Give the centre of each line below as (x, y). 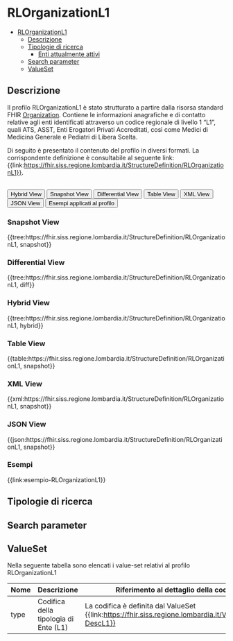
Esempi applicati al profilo (81, 203)
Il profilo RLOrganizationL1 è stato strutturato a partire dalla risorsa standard (115, 107)
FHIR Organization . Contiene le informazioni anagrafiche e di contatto (106, 114)
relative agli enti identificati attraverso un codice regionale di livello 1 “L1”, (112, 122)
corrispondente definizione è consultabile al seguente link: (91, 157)
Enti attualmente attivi (69, 54)
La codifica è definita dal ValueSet (140, 606)
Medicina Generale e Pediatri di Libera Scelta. (72, 137)
